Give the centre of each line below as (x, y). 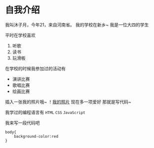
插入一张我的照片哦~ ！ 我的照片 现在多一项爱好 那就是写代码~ (68, 102)
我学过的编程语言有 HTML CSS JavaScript (45, 112)
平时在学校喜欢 (20, 35)
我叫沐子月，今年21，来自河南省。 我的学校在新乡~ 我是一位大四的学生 (77, 25)
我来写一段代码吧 (22, 123)
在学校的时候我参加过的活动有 (35, 68)
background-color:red (36, 136)
